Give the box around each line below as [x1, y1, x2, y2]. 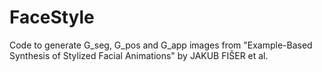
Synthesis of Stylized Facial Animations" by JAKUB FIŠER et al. [9, 49, 269, 61]
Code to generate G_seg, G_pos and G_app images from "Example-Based [9, 39, 313, 51]
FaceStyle [9, 6, 95, 29]
